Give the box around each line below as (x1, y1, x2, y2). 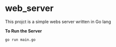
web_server (5, 3, 54, 14)
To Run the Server (5, 28, 42, 34)
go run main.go (5, 37, 36, 42)
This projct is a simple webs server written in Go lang (5, 19, 111, 24)
